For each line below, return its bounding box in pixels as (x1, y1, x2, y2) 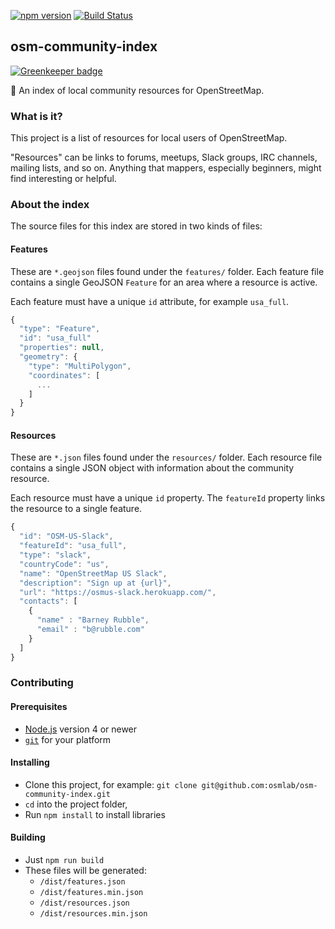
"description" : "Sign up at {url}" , (19, 578, 172, 588)
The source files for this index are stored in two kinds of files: (10, 220, 263, 232)
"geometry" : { (19, 352, 78, 362)
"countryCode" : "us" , (19, 559, 110, 569)
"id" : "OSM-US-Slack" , (19, 531, 114, 542)
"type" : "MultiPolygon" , (28, 361, 132, 371)
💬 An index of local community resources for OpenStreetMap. (10, 84, 265, 96)
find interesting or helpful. (10, 173, 117, 185)
